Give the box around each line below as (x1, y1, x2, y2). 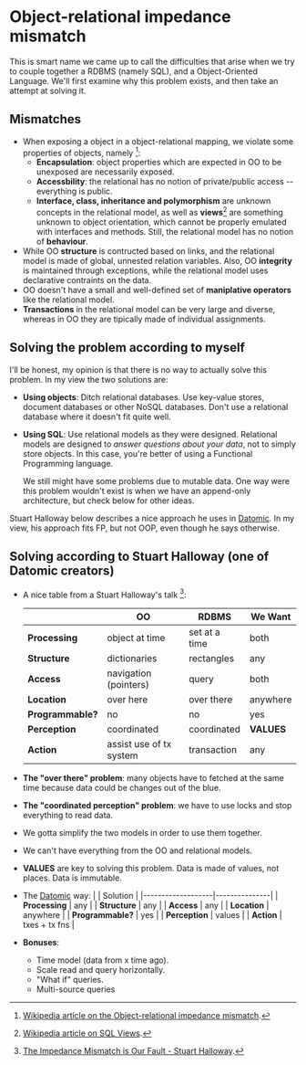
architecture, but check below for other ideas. (22, 495, 195, 506)
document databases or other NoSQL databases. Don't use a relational (22, 401, 289, 412)
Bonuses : (22, 937, 60, 948)
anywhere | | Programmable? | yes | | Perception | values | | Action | (22, 910, 282, 921)
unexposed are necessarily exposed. (36, 166, 175, 177)
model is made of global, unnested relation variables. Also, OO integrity (22, 256, 293, 267)
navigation (107, 667, 152, 680)
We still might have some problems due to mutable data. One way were (22, 475, 290, 486)
